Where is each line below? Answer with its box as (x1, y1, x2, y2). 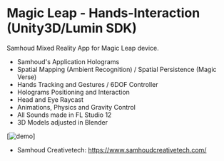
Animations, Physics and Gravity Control (16, 103, 136, 111)
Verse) (16, 73, 37, 81)
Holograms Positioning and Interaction (16, 88, 130, 96)
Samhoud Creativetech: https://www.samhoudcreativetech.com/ (16, 145, 207, 154)
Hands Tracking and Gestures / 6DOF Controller (16, 80, 158, 88)
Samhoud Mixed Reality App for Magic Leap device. (6, 43, 160, 52)
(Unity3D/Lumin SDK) (6, 20, 137, 36)
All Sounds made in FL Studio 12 (16, 110, 112, 119)
